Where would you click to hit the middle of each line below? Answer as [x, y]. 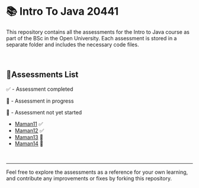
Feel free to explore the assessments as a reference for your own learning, [97, 172]
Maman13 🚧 [29, 137]
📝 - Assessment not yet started [44, 112]
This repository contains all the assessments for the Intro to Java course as [98, 32]
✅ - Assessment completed [40, 89]
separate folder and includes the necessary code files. [73, 44]
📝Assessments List [42, 75]
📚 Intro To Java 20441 [62, 12]
